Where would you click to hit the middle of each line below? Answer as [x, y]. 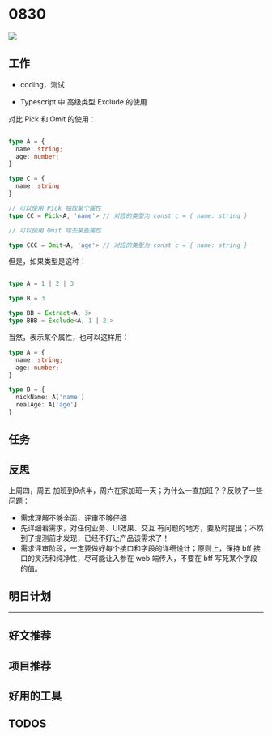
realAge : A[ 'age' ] [47, 405]
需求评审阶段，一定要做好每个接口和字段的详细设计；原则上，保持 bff [136, 548]
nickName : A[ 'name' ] [50, 398]
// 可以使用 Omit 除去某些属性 [55, 230]
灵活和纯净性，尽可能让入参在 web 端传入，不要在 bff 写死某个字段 [146, 559]
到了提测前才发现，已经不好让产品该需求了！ [95, 538]
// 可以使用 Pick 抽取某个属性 [55, 208]
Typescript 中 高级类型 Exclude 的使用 [83, 101]
